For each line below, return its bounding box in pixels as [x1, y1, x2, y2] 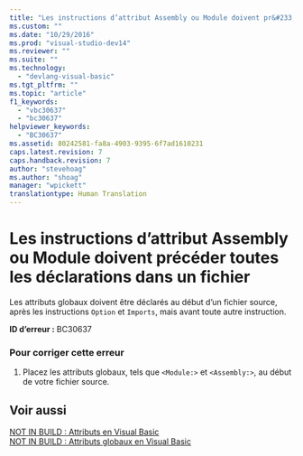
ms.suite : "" [9, 55, 59, 64]
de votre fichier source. [22, 377, 110, 387]
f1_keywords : [9, 97, 59, 107]
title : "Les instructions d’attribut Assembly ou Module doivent [9, 13, 260, 23]
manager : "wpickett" [9, 181, 87, 191]
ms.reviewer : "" [9, 47, 70, 56]
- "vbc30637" [17, 106, 67, 115]
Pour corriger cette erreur [9, 346, 124, 358]
